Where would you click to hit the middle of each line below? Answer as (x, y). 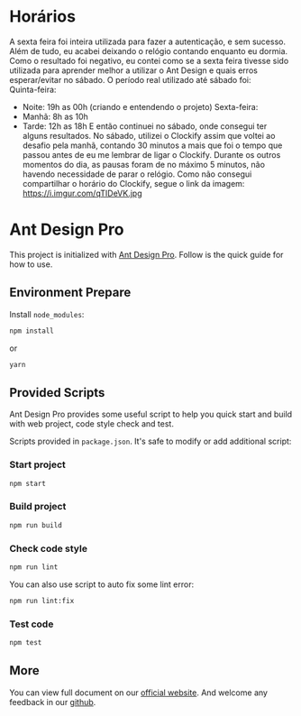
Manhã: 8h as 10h (55, 116)
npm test (26, 642)
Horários (43, 17)
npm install (32, 331)
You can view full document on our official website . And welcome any (139, 693)
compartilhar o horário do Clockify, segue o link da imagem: (133, 183)
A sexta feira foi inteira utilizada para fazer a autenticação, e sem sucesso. (148, 41)
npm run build (36, 525)
